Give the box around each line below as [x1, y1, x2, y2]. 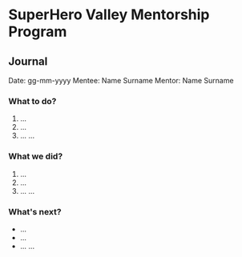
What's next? [8, 206, 62, 217]
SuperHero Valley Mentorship [8, 6, 210, 24]
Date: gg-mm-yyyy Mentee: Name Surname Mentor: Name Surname [8, 76, 234, 85]
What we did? [8, 151, 63, 162]
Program [8, 22, 67, 41]
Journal [8, 54, 48, 68]
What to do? [8, 95, 57, 106]
